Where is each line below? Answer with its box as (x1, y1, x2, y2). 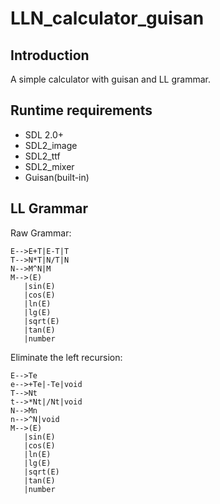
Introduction (10, 47, 90, 64)
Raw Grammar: (10, 227, 72, 239)
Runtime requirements (10, 102, 153, 119)
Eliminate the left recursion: (10, 351, 123, 363)
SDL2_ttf (24, 150, 61, 162)
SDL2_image (24, 139, 78, 151)
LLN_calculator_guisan (10, 7, 205, 30)
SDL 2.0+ (24, 128, 65, 141)
